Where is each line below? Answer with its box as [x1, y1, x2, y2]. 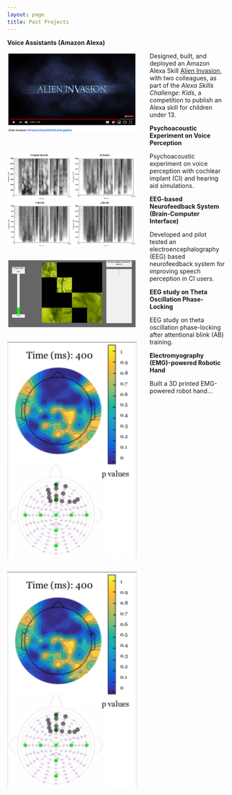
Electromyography [149, 351, 204, 359]
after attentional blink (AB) [149, 330, 224, 339]
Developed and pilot [149, 230, 207, 238]
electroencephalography [149, 245, 220, 253]
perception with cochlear [149, 167, 221, 175]
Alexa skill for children [149, 103, 213, 111]
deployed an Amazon [149, 59, 211, 67]
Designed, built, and [149, 52, 207, 60]
